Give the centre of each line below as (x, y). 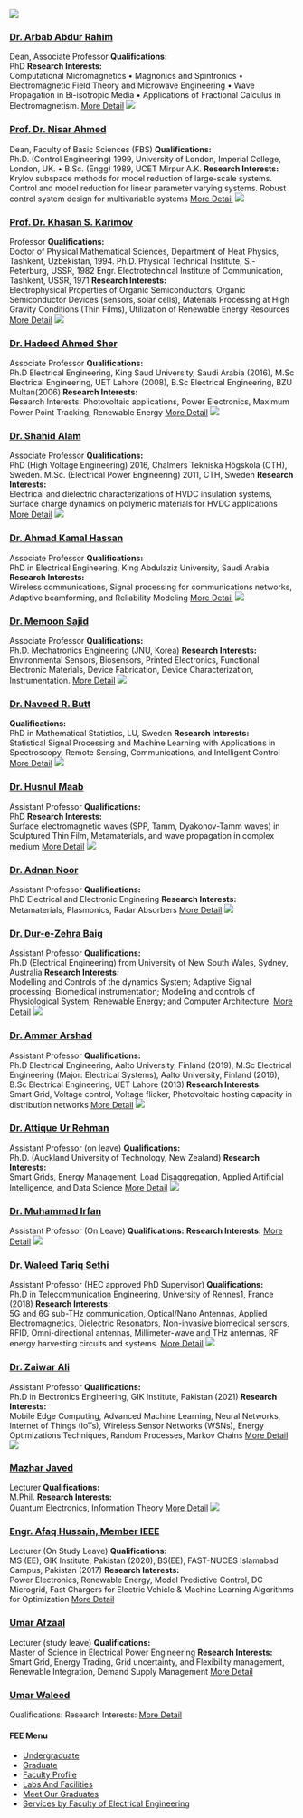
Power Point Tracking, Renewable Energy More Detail (109, 413)
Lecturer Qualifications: (55, 1488)
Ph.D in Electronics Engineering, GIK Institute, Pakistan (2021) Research (143, 1396)
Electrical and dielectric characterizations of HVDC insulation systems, (141, 494)
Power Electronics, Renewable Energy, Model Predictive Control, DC (137, 1580)
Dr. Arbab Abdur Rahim (61, 36)
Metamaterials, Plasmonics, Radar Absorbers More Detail (116, 909)
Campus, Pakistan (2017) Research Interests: (95, 1570)
